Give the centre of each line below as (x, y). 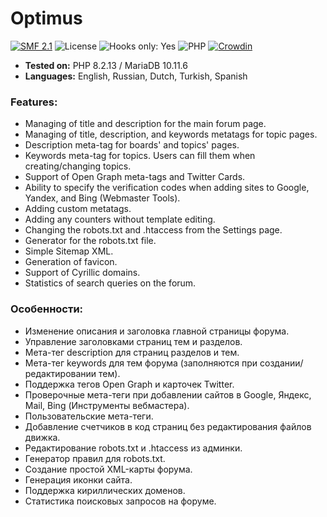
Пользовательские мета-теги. (89, 416)
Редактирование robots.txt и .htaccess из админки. (133, 448)
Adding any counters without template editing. (120, 219)
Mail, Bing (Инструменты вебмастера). (107, 405)
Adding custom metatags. (78, 209)
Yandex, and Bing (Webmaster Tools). (102, 198)
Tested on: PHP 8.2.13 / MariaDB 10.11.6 (106, 65)
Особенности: (47, 309)
